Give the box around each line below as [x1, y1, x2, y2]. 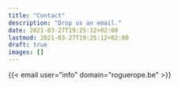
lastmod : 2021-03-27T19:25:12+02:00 [8, 33, 129, 42]
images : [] [8, 48, 44, 56]
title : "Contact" [8, 11, 66, 20]
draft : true [8, 41, 47, 49]
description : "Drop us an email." [8, 19, 123, 27]
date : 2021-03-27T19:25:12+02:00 [8, 26, 119, 34]
